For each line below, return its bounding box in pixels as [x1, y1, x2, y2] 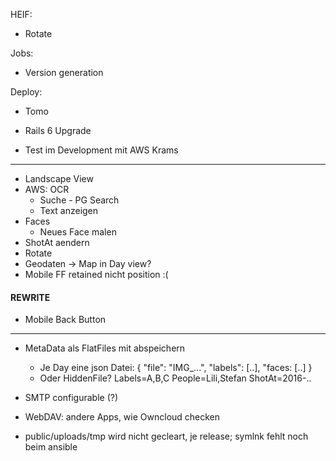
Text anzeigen [39, 205, 99, 216]
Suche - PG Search [39, 194, 120, 206]
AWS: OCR [24, 184, 70, 195]
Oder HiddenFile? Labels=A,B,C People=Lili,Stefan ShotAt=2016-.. [39, 372, 312, 384]
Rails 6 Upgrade [24, 125, 92, 136]
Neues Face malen [39, 226, 117, 238]
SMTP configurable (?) [24, 392, 119, 404]
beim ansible [24, 441, 78, 453]
